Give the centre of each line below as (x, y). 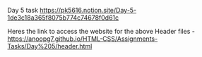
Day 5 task (23, 10)
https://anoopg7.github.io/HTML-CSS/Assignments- (83, 39)
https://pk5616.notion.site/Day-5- (88, 10)
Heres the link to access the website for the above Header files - (101, 31)
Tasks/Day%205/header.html (50, 46)
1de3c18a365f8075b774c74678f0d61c (63, 18)
